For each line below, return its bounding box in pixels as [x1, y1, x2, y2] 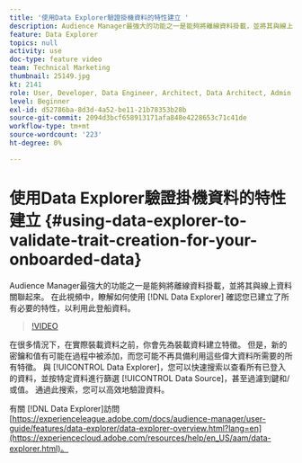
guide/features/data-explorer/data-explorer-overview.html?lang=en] [9, 423, 262, 433]
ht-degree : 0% [9, 138, 63, 147]
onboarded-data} [9, 249, 142, 270]
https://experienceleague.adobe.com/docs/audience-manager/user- [12, 413, 267, 423]
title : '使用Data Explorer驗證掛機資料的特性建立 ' [9, 13, 190, 22]
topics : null [9, 38, 58, 48]
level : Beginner [9, 96, 70, 106]
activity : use [9, 47, 63, 56]
